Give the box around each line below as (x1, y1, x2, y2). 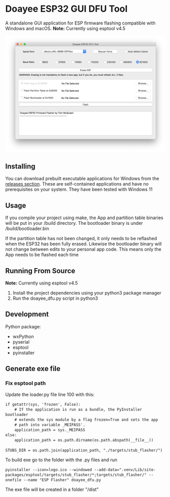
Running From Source (5, 266, 75, 275)
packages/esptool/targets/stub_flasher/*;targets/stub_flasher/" (5, 472, 147, 477)
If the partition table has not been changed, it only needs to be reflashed (5, 236, 157, 242)
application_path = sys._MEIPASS (14, 427, 86, 432)
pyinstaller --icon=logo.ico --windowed (5, 467, 93, 472)
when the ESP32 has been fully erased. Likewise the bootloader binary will (5, 241, 162, 247)
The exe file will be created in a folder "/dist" (5, 486, 99, 492)
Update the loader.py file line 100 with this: (5, 391, 95, 398)
